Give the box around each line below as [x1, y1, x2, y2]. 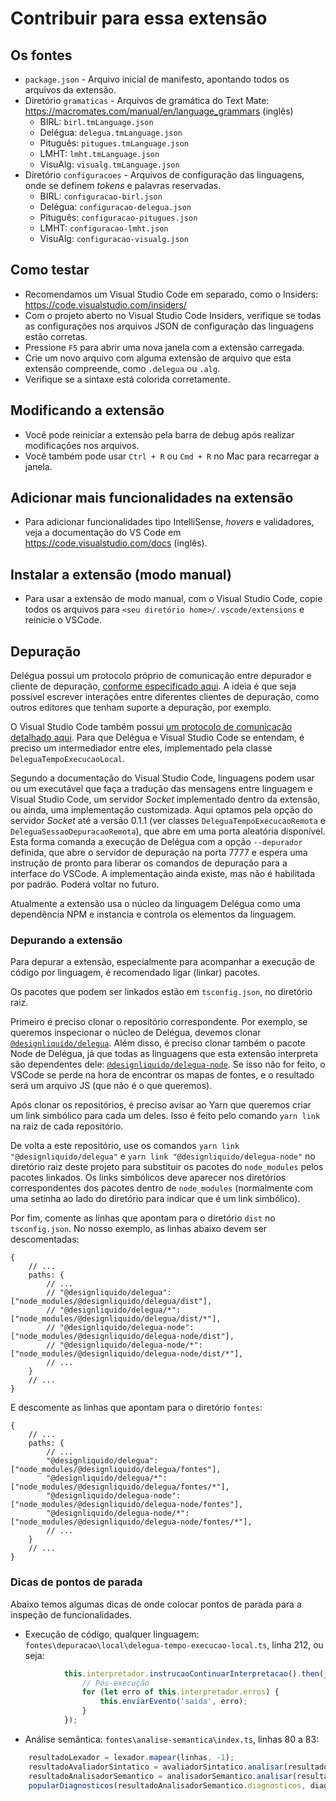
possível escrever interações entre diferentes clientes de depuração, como [10, 691, 320, 703]
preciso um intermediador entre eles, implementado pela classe [10, 742, 273, 754]
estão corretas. [24, 330, 88, 342]
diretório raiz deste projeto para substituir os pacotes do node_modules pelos [10, 1161, 324, 1173]
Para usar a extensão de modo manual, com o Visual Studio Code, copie [24, 593, 323, 605]
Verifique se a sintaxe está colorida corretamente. [24, 373, 231, 385]
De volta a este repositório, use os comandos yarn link [10, 1140, 240, 1152]
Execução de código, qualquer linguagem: [24, 1628, 200, 1640]
